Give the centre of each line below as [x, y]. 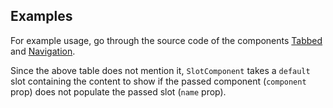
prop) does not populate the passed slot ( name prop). [118, 91]
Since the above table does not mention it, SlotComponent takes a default [160, 70]
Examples [41, 16]
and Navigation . [43, 51]
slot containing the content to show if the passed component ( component [158, 81]
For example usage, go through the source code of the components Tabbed [166, 40]
